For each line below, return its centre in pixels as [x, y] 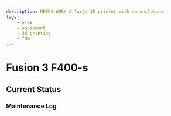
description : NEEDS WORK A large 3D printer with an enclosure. [86, 11]
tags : [13, 17]
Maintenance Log [31, 106]
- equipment [31, 28]
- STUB [25, 22]
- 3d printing [34, 33]
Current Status [34, 89]
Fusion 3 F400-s [47, 68]
